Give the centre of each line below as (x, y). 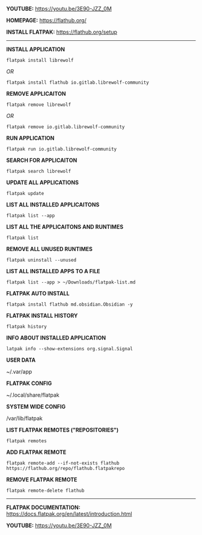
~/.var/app (19, 372)
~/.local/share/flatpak (33, 395)
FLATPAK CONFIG (29, 383)
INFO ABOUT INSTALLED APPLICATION (56, 338)
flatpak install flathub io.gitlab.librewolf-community (78, 82)
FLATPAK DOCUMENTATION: (43, 507)
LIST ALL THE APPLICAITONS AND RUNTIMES (65, 227)
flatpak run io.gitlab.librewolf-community (62, 149)
